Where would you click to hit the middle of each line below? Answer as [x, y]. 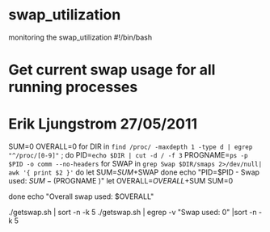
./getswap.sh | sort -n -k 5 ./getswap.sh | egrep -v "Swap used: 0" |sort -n [133, 213]
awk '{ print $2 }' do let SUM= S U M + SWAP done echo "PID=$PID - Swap [134, 172]
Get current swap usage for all [112, 70]
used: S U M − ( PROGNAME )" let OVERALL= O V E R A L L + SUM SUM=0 [121, 181]
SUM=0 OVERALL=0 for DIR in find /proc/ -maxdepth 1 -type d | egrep [131, 146]
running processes [73, 87]
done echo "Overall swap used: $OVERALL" [81, 196]
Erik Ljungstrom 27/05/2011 [103, 124]
